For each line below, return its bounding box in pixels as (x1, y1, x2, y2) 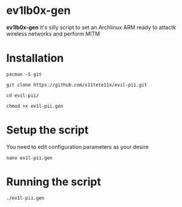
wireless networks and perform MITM (6, 30, 100, 37)
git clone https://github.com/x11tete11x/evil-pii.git (6, 82, 148, 88)
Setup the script (6, 123, 89, 137)
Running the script (6, 175, 102, 188)
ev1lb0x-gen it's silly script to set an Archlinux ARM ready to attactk (6, 24, 177, 31)
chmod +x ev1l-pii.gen (6, 103, 63, 109)
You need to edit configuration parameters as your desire (6, 143, 149, 150)
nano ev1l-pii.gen (6, 155, 53, 161)
